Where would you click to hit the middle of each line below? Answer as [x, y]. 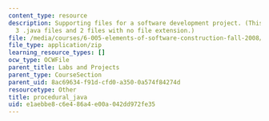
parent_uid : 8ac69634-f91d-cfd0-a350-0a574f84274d [94, 82]
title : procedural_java [48, 97]
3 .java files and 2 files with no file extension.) [105, 30]
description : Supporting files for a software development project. [125, 23]
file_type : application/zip [55, 45]
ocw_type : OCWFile [39, 60]
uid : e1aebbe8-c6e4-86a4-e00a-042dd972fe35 [82, 104]
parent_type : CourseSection [55, 75]
